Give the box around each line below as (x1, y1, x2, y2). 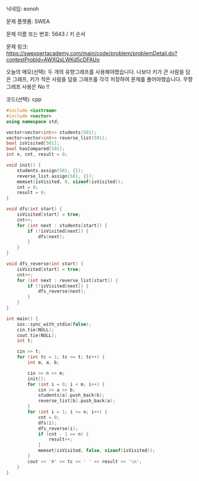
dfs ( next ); (37, 233, 65, 239)
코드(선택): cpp (6, 96, 42, 103)
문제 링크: (6, 43, 29, 50)
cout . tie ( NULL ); (17, 332, 58, 338)
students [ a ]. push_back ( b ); (37, 393, 105, 398)
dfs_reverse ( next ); (37, 289, 86, 295)
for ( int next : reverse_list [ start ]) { (17, 277, 118, 283)
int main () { (6, 315, 39, 322)
